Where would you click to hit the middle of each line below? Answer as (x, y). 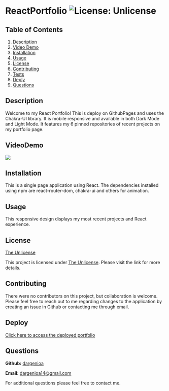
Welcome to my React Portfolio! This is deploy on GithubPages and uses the (85, 113)
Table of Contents (34, 30)
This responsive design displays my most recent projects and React (76, 219)
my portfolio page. (25, 129)
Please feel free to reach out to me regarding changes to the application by (84, 301)
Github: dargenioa (25, 363)
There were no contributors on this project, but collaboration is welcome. (81, 296)
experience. (18, 224)
